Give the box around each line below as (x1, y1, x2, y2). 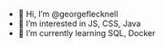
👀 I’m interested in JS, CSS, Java (17, 18, 141, 29)
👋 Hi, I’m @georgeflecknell (17, 9, 119, 19)
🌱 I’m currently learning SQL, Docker (17, 28, 156, 38)
